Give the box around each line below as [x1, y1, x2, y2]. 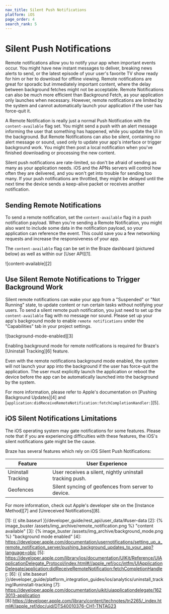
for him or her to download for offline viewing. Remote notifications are [5, 76, 152, 82]
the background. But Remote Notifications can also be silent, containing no [5, 134, 160, 140]
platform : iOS [5, 12, 35, 17]
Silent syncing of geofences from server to [52, 483, 153, 490]
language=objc [5, 550, 37, 556]
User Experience [86, 460, 127, 467]
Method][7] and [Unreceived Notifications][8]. [5, 507, 101, 514]
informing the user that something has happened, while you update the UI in [5, 128, 163, 134]
